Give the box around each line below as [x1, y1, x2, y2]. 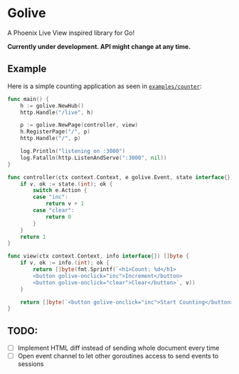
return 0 [45, 213, 72, 220]
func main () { [7, 95, 50, 102]
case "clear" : [33, 207, 75, 214]
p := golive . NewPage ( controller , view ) [20, 122, 139, 129]
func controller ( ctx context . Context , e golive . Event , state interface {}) [7, 173, 234, 181]
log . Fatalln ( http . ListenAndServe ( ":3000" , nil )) [20, 154, 167, 161]
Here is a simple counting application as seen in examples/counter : [7, 82, 202, 90]
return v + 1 [45, 201, 84, 208]
